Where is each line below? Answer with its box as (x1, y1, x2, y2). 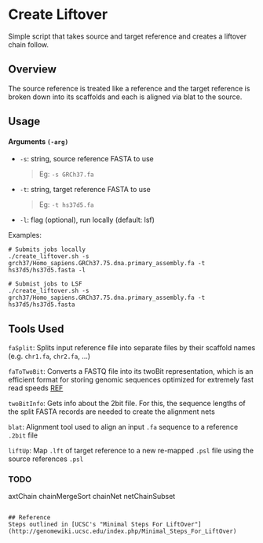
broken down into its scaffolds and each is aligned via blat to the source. (8, 92, 243, 102)
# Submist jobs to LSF (8, 280, 82, 288)
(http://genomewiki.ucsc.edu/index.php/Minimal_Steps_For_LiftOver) (8, 527, 237, 536)
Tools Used (8, 322, 64, 335)
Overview (8, 63, 57, 76)
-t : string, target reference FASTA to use (19, 185, 151, 194)
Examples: (8, 231, 42, 240)
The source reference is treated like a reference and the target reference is (8, 83, 250, 93)
